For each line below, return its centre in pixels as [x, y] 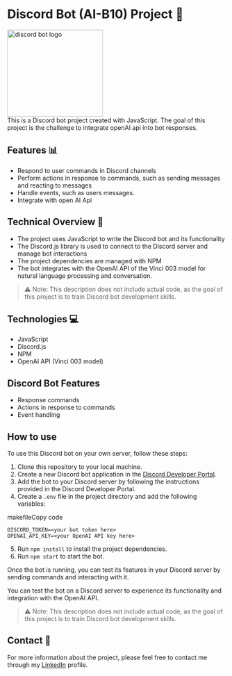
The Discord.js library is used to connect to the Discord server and [113, 246]
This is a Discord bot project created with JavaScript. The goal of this [106, 120]
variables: [31, 504]
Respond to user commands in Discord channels [86, 170]
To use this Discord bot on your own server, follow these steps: [97, 453]
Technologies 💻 [43, 319]
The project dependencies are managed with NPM [89, 261]
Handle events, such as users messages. [76, 192]
